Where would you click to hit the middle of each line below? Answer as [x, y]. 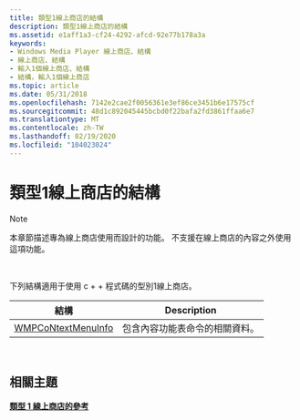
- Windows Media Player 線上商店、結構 [80, 52]
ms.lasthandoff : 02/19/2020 [63, 137]
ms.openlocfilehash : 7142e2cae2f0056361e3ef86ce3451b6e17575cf [132, 102]
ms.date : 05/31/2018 [49, 94]
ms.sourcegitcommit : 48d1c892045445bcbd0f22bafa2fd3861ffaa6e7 [132, 111]
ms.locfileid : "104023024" [61, 145]
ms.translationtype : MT [55, 119]
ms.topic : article [44, 86]
